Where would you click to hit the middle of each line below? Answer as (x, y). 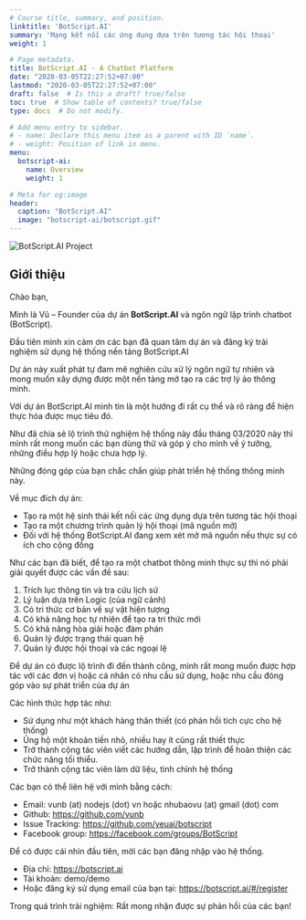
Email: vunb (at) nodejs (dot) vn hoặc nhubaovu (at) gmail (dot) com (150, 804)
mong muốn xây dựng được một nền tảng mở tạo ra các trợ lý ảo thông (142, 379)
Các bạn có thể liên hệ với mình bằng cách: (91, 787)
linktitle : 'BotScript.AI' (61, 26)
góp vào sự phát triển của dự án (69, 685)
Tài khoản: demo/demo (66, 878)
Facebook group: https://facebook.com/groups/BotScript (130, 833)
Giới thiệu (37, 275)
